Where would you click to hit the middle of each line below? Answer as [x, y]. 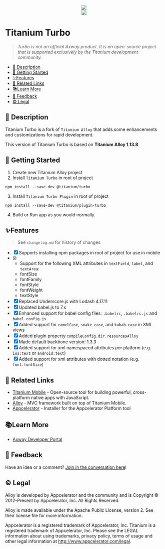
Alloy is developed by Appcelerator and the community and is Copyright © [82, 495]
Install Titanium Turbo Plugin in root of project [60, 196]
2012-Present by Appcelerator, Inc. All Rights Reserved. [62, 500]
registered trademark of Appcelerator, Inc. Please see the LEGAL [72, 530]
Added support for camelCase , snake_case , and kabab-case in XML [85, 325]
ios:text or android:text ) [39, 353]
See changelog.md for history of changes [59, 242]
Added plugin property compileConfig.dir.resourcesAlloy [78, 336]
